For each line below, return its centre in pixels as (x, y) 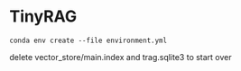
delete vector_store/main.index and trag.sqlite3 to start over (120, 57)
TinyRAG (43, 17)
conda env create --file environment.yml (88, 40)
